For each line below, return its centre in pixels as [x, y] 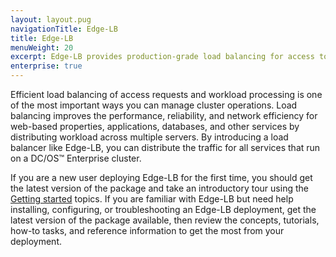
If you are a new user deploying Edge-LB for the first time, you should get [161, 177]
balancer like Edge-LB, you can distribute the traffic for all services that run [165, 147]
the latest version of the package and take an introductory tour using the [159, 188]
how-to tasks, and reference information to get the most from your [147, 230]
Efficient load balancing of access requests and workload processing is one [166, 94]
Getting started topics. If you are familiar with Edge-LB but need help [152, 199]
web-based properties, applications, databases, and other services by [155, 126]
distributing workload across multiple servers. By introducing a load [149, 137]
